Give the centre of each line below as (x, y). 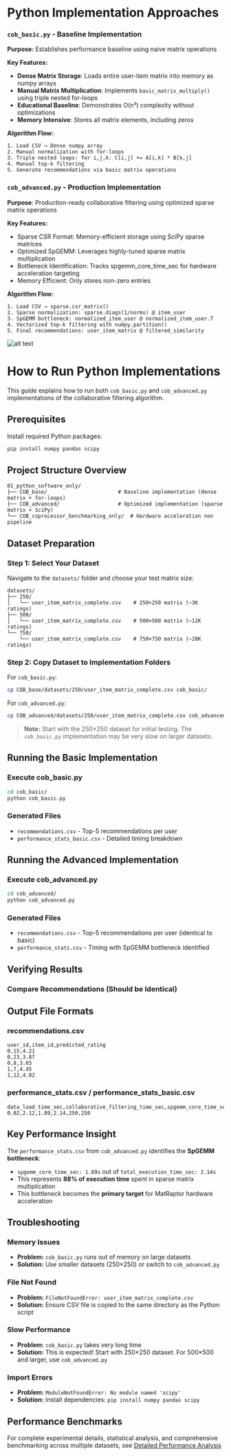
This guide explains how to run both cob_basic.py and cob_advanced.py (107, 390)
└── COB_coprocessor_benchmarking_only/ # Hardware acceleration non (110, 516)
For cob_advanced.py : (37, 703)
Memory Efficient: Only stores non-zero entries (84, 280)
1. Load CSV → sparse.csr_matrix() (58, 306)
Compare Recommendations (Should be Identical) (92, 989)
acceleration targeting (48, 273)
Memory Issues (34, 1241)
